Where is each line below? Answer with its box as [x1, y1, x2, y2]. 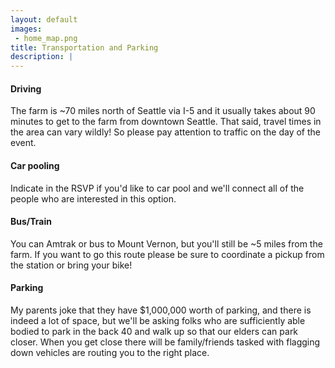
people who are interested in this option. [10, 192, 177, 205]
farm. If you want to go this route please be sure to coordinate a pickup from [10, 248, 325, 260]
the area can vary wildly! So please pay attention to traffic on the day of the [10, 126, 321, 138]
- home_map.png [14, 33, 78, 43]
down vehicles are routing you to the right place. [10, 346, 210, 358]
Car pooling [10, 159, 60, 171]
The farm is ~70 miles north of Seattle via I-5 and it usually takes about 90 [10, 105, 316, 117]
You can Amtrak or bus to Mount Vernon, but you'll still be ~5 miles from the [10, 237, 323, 250]
